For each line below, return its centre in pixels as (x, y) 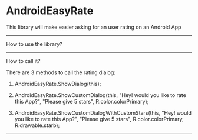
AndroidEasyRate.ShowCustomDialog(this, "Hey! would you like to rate (100, 95)
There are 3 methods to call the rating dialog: (61, 72)
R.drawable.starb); (37, 125)
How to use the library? (34, 44)
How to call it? (23, 61)
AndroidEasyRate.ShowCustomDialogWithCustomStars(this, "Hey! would (103, 112)
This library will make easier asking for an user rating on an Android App (94, 27)
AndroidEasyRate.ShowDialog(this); (58, 84)
